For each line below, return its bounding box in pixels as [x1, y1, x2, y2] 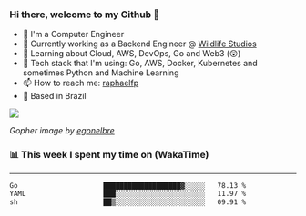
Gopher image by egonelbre [9, 125, 116, 136]
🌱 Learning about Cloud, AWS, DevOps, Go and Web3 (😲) [22, 48, 241, 59]
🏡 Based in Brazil [22, 91, 87, 102]
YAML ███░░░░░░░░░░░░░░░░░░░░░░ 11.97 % [9, 190, 247, 199]
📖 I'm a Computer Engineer [22, 29, 125, 40]
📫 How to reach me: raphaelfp [22, 77, 139, 89]
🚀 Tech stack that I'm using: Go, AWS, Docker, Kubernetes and [22, 58, 258, 69]
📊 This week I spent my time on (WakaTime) [9, 149, 209, 162]
